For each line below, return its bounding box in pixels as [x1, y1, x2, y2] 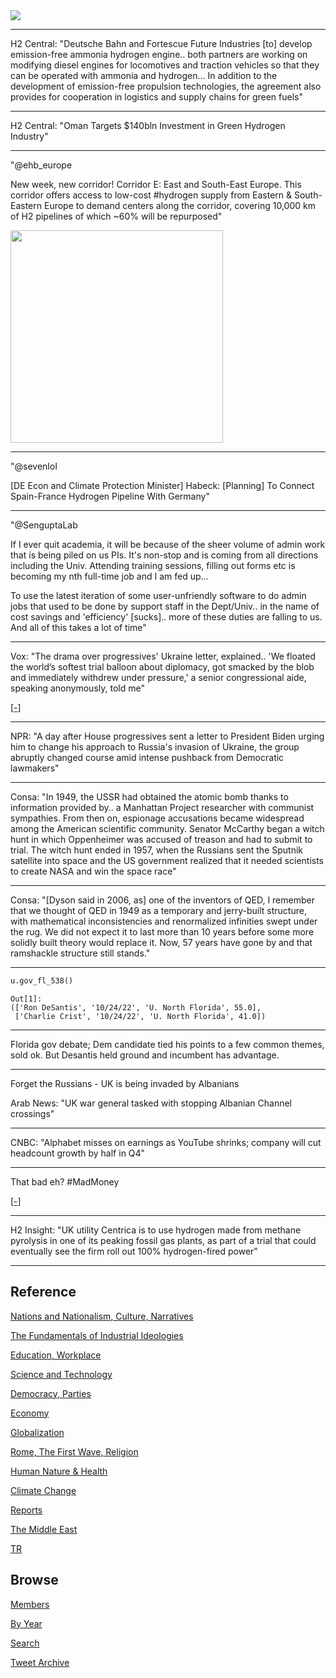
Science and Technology [10, 1368, 113, 1380]
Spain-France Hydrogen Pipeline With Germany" [10, 490, 210, 502]
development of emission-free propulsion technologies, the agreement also [10, 80, 322, 92]
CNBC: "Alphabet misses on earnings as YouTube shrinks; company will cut [10, 1136, 322, 1148]
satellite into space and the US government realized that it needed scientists [10, 855, 325, 866]
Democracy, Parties [10, 1387, 92, 1399]
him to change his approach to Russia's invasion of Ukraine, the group [10, 741, 300, 753]
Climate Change [10, 1484, 77, 1496]
